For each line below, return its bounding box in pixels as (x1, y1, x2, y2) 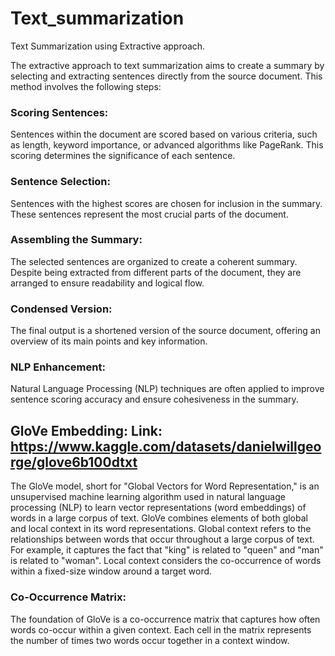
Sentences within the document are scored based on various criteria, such (10, 128, 318, 141)
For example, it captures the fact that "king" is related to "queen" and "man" (10, 544, 324, 556)
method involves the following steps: (10, 80, 162, 92)
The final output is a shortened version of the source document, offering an (10, 325, 321, 337)
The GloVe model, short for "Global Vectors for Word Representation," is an (10, 480, 320, 492)
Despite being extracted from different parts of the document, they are (10, 266, 302, 278)
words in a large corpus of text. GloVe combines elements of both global (10, 512, 308, 524)
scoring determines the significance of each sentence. (10, 150, 236, 162)
